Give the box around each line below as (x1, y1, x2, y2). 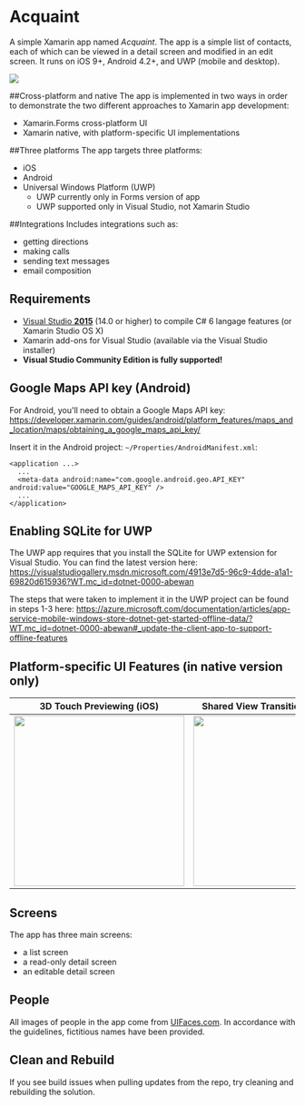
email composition (22, 265, 92, 276)
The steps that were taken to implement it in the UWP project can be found (9, 594, 289, 605)
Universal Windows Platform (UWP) (22, 182, 156, 193)
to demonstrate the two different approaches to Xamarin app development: (9, 100, 290, 111)
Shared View (202, 700, 259, 713)
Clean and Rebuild (9, 1052, 115, 1068)
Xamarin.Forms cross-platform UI (22, 117, 148, 128)
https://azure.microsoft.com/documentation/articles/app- (75, 604, 291, 615)
